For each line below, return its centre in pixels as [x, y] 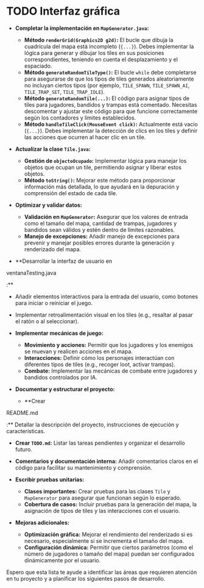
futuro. [23, 449]
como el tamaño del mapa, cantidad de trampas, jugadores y [100, 223]
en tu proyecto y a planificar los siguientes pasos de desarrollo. [86, 578]
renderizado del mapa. [52, 249]
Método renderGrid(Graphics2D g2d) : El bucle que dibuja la [99, 40]
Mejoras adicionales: [42, 522]
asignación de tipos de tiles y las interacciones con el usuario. [102, 511]
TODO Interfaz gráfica [63, 11]
